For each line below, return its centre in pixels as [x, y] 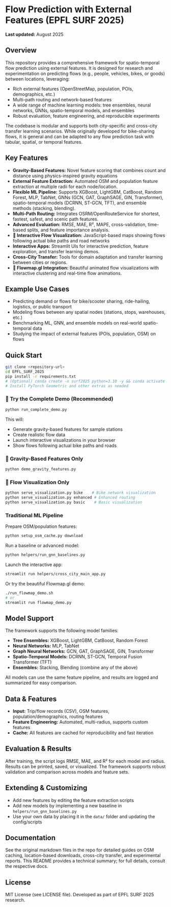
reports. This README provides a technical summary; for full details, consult [85, 861]
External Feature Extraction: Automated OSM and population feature [85, 181]
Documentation [31, 838]
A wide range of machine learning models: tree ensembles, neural [82, 105]
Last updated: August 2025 [34, 34]
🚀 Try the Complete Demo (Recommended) [59, 399]
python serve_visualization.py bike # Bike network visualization [81, 493]
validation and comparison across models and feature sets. [67, 772]
